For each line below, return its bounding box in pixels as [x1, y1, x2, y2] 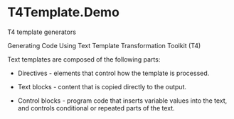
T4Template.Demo [7, 4, 119, 21]
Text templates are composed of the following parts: [7, 55, 161, 64]
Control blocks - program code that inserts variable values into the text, [17, 96, 228, 105]
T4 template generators [7, 28, 77, 36]
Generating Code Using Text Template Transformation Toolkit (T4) [7, 41, 201, 50]
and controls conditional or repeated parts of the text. [17, 103, 176, 112]
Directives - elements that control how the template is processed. [17, 69, 210, 77]
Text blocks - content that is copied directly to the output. [17, 82, 187, 91]
